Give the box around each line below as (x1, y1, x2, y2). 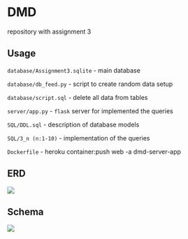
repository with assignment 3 (7, 27, 92, 36)
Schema (7, 205, 44, 217)
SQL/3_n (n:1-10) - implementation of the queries (7, 133, 150, 142)
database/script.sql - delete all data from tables (7, 93, 148, 101)
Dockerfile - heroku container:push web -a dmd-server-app (7, 147, 182, 156)
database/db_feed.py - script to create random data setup (7, 80, 173, 88)
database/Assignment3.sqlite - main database (7, 66, 141, 74)
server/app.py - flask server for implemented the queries (7, 106, 173, 115)
